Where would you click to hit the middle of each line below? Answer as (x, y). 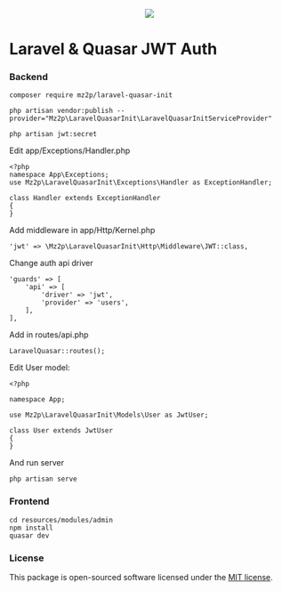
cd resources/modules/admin (61, 520)
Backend (29, 77)
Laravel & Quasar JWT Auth (113, 49)
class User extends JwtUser (61, 431)
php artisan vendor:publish (61, 111)
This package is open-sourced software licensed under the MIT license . (141, 578)
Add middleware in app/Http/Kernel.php (82, 231)
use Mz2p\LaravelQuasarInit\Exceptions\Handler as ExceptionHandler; (141, 182)
